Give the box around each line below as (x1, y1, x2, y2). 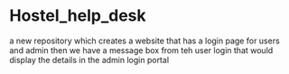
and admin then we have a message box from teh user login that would (9, 44, 274, 55)
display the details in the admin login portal (9, 54, 170, 65)
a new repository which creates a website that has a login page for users (9, 35, 280, 46)
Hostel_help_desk (9, 5, 146, 26)
